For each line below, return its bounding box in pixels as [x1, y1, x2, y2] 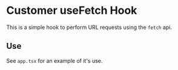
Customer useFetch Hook [6, 4, 137, 17]
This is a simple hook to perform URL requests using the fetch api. [6, 24, 173, 31]
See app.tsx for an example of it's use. [6, 57, 103, 64]
